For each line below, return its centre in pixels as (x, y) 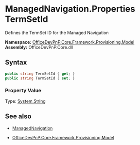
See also (18, 117)
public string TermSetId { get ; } (40, 74)
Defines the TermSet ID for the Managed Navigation (57, 32)
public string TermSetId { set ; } (40, 78)
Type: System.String (26, 101)
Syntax (16, 62)
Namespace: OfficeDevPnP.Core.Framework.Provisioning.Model (70, 42)
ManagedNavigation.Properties (70, 9)
